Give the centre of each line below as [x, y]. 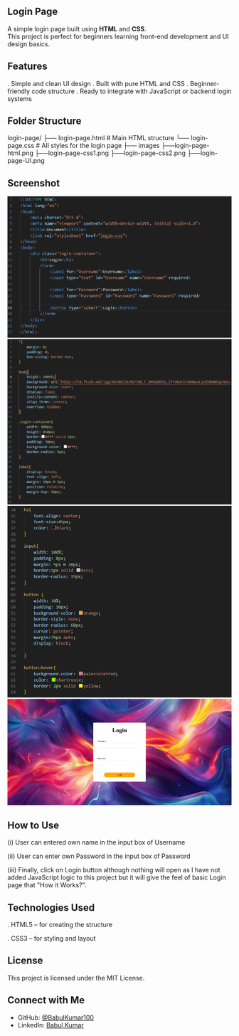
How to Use [33, 825]
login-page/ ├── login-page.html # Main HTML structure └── [99, 138]
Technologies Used [51, 908]
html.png [20, 153]
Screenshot [34, 183]
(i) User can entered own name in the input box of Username [96, 842]
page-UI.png [26, 161]
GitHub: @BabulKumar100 [56, 1017]
